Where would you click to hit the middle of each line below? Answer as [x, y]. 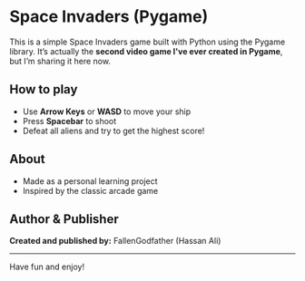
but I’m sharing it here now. [60, 61]
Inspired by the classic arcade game [90, 190]
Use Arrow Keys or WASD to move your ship [107, 111]
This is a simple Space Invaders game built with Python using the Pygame [148, 42]
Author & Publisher [64, 219]
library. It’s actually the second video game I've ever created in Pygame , [146, 51]
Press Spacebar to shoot [69, 121]
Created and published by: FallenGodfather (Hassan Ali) [115, 241]
